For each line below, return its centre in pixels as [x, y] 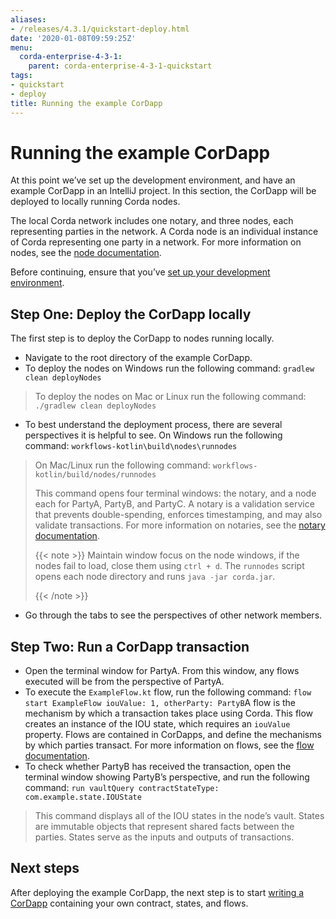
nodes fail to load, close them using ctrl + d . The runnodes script [169, 566]
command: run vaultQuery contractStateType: [122, 788]
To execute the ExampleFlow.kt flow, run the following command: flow [168, 692]
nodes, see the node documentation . [86, 253]
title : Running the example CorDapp [86, 103]
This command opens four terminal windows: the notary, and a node [175, 493]
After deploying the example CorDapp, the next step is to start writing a [157, 892]
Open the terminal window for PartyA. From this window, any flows [162, 671]
